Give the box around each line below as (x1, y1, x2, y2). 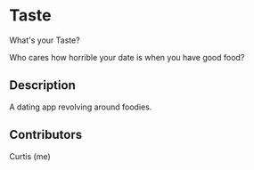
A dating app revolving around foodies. (9, 101, 152, 112)
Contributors (9, 127, 83, 142)
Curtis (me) (9, 150, 51, 161)
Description (9, 77, 76, 93)
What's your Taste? (9, 35, 80, 45)
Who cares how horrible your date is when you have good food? (9, 52, 245, 62)
